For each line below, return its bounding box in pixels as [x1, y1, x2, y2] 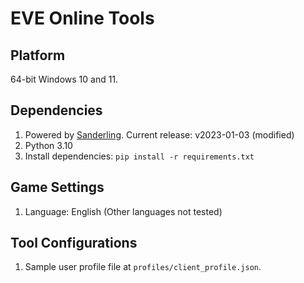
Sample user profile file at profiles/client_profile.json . [24, 261, 262, 273]
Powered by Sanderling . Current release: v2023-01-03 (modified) [24, 128, 295, 141]
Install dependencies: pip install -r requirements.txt [24, 150, 255, 162]
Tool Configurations [10, 235, 138, 252]
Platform [10, 47, 66, 64]
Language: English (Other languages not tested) [24, 205, 223, 217]
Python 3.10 [24, 139, 73, 151]
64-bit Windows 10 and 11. [10, 73, 119, 85]
